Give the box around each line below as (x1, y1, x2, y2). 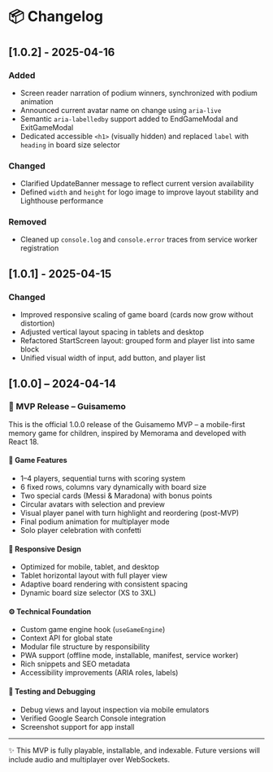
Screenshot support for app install (19, 722, 135, 731)
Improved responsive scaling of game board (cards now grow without (19, 310, 253, 320)
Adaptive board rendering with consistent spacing (19, 579, 188, 589)
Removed (8, 216, 47, 228)
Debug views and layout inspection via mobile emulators (19, 704, 210, 714)
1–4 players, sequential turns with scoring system (19, 473, 185, 483)
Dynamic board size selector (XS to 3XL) (19, 588, 157, 598)
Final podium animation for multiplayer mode (19, 517, 171, 526)
